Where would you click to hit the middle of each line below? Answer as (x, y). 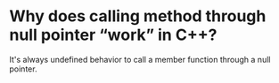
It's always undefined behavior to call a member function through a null (140, 59)
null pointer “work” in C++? (113, 35)
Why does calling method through (138, 16)
